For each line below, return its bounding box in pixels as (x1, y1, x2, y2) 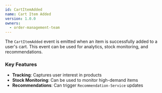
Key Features (5, 61, 38, 68)
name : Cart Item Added (5, 12, 51, 17)
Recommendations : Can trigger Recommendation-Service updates (12, 82, 143, 88)
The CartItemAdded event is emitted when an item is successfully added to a (5, 38, 158, 44)
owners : (5, 20, 21, 26)
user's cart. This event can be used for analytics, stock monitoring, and (5, 44, 148, 50)
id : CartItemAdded (5, 7, 42, 12)
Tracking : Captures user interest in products (12, 72, 102, 78)
